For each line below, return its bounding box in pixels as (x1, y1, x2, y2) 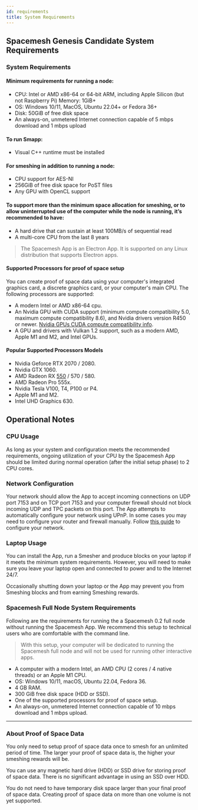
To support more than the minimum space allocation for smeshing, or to (6, 201, 186, 209)
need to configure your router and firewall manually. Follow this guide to (6, 518, 181, 525)
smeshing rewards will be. (6, 755, 70, 762)
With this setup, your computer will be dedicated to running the (20, 641, 174, 648)
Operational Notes (6, 415, 75, 425)
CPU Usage (6, 432, 39, 441)
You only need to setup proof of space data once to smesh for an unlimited (6, 743, 189, 750)
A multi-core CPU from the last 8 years (14, 233, 109, 240)
